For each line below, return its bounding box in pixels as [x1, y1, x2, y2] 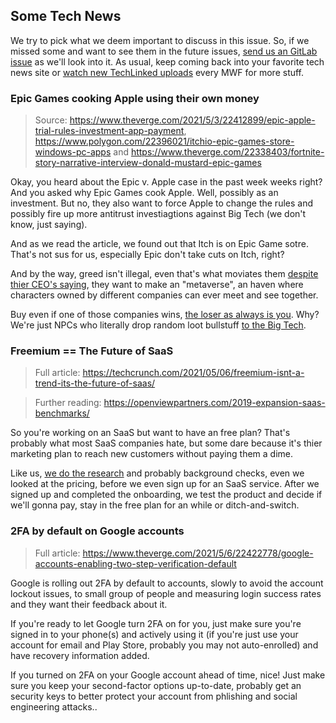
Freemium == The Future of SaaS [10, 344, 174, 358]
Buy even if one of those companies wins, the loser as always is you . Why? [10, 309, 320, 321]
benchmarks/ [34, 407, 90, 419]
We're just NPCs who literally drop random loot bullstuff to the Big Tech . [10, 319, 307, 331]
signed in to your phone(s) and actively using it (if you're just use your [10, 628, 299, 640]
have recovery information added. [10, 649, 150, 661]
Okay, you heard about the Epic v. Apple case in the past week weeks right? [10, 176, 323, 188]
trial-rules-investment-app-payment [34, 125, 185, 137]
